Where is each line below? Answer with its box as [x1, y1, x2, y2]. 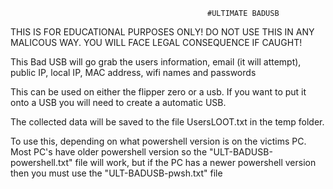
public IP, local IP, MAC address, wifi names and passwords [10, 67, 257, 78]
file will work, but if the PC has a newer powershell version [74, 157, 317, 168]
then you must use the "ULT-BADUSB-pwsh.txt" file [10, 167, 223, 179]
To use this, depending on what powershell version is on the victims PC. [10, 135, 307, 147]
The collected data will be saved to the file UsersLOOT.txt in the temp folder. [10, 116, 325, 128]
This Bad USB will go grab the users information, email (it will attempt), [10, 56, 302, 68]
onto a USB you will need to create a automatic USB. [10, 97, 227, 108]
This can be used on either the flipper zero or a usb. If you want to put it [10, 86, 307, 98]
